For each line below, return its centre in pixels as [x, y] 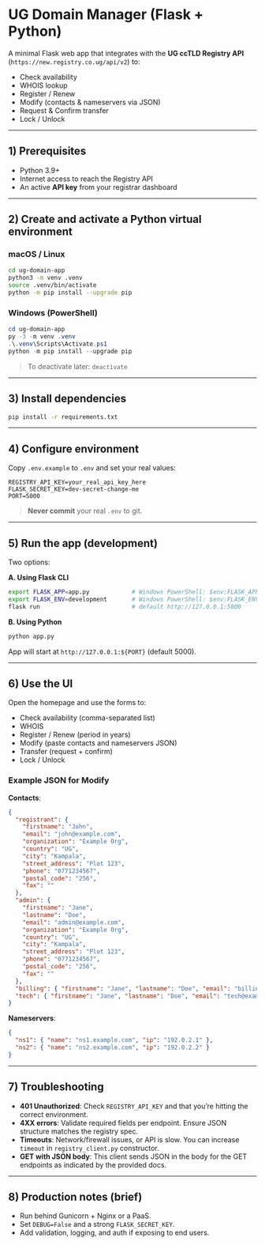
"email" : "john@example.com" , [72, 834]
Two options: [29, 562]
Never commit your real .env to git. [85, 511]
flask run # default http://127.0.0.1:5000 [125, 606]
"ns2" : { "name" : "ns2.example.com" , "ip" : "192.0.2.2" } [113, 1048]
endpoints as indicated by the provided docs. [93, 1164]
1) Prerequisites [47, 151]
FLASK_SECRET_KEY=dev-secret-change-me [74, 489]
